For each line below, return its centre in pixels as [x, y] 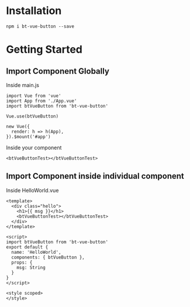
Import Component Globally [58, 71]
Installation [34, 11]
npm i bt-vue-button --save [40, 26]
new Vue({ [18, 126]
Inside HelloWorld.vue [32, 190]
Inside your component [34, 147]
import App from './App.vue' [42, 101]
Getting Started [44, 49]
